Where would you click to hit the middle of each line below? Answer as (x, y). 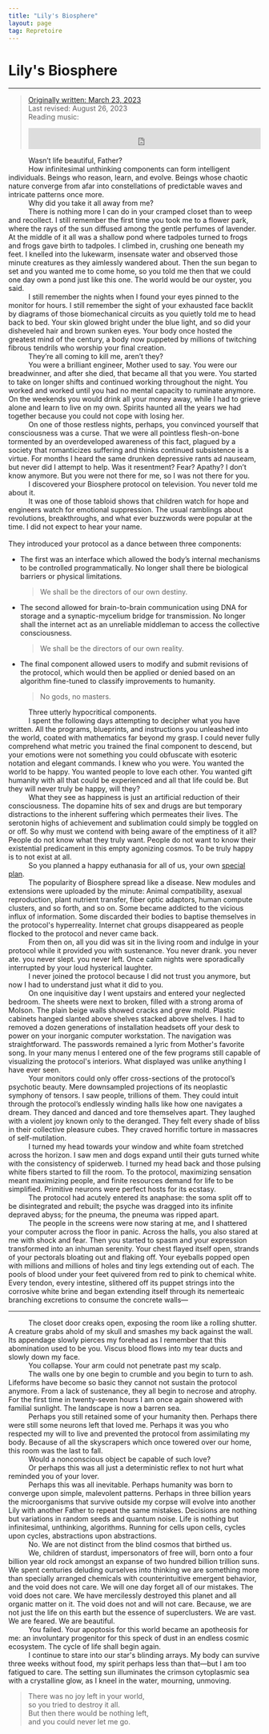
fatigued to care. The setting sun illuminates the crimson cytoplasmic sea (129, 1672)
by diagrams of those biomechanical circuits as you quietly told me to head (132, 314)
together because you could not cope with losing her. (96, 416)
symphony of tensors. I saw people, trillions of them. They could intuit (123, 1096)
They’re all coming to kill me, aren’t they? (96, 357)
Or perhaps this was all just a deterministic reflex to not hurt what (136, 1468)
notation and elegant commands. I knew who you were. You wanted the (126, 763)
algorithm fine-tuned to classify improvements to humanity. (118, 681)
